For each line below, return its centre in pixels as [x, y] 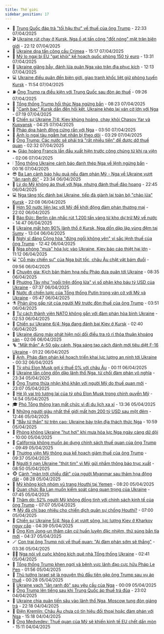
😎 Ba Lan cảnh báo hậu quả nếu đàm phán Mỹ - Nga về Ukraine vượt [82, 174]
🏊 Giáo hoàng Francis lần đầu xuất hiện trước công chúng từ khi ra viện [85, 151]
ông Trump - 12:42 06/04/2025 [44, 243]
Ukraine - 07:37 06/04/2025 [41, 287]
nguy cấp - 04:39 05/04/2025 [43, 526]
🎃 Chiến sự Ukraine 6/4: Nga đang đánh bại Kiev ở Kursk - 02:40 [78, 324]
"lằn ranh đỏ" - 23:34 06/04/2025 [47, 179]
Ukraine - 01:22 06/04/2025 [41, 352]
